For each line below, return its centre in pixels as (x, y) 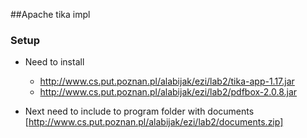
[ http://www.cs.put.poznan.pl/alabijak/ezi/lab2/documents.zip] (154, 122)
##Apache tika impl (50, 14)
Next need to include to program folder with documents (139, 111)
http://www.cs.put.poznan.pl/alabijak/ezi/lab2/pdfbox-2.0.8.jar (168, 92)
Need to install (54, 62)
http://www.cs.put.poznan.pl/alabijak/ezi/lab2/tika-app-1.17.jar (167, 81)
